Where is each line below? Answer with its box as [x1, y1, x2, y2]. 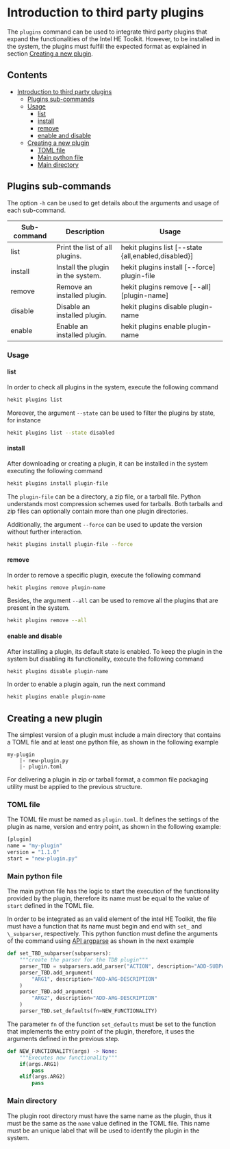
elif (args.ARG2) [19, 1073, 66, 1080]
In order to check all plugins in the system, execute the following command [7, 383, 219, 391]
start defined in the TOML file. [7, 902, 94, 910]
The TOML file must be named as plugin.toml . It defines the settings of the [7, 815, 219, 823]
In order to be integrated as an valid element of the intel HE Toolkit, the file [7, 915, 217, 923]
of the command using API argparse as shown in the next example [7, 937, 194, 945]
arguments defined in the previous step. [7, 1034, 120, 1043]
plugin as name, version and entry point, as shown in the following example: [7, 823, 221, 831]
